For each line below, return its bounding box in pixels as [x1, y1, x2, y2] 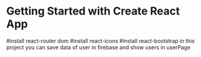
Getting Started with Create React [6, 4, 180, 18]
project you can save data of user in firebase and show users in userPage [6, 44, 191, 51]
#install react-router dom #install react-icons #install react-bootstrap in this [6, 37, 195, 44]
